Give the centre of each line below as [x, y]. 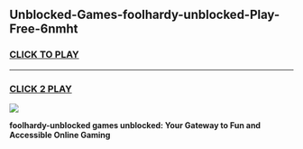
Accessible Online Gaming [60, 135]
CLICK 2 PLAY [41, 88]
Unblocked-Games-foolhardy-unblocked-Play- [145, 15]
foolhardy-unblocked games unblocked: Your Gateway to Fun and [135, 125]
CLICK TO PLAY [44, 55]
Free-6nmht [44, 29]
